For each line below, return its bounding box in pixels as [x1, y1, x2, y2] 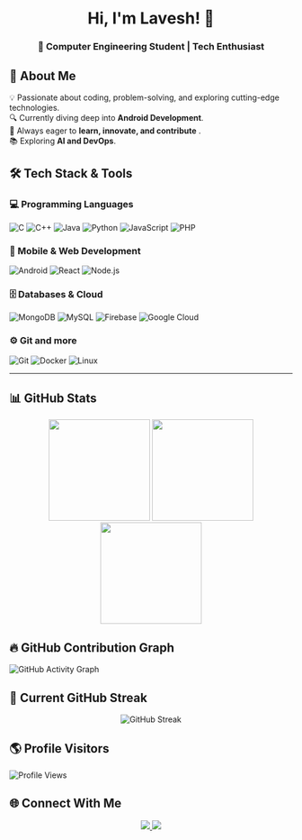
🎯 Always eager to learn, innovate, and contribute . [9, 125, 201, 136]
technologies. [9, 102, 60, 113]
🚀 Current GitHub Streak [9, 689, 148, 706]
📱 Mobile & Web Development [9, 244, 141, 257]
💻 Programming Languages [9, 198, 134, 211]
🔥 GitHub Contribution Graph [9, 640, 175, 655]
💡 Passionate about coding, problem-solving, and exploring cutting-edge [9, 92, 280, 103]
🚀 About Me [9, 68, 76, 84]
